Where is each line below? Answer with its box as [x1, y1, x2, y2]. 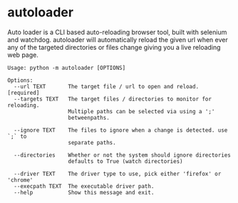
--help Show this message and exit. [14, 189, 155, 196]
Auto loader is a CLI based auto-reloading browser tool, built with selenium [7, 28, 227, 36]
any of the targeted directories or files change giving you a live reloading [7, 43, 221, 51]
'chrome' [7, 176, 33, 184]
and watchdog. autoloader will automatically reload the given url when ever [7, 35, 228, 43]
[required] [7, 89, 40, 96]
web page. [7, 51, 39, 59]
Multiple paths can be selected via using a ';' [68, 108, 215, 115]
